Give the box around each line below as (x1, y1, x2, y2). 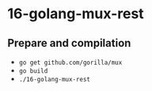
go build (18, 67, 48, 75)
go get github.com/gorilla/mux (18, 59, 123, 66)
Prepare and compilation (7, 36, 131, 50)
